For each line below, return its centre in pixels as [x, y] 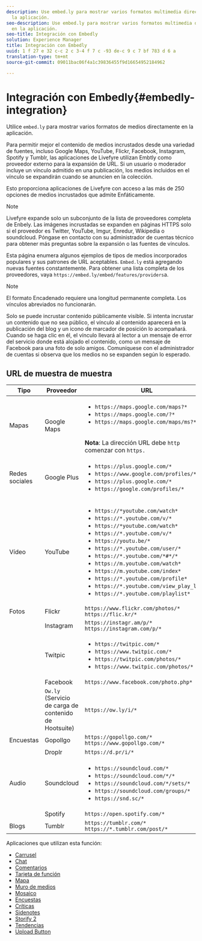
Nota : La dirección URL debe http [132, 443]
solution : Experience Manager [44, 40]
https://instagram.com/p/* [123, 629]
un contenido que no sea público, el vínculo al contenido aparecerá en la [96, 322]
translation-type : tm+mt [37, 57]
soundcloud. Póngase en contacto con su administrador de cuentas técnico [100, 237]
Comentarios [31, 868]
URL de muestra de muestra [59, 373]
